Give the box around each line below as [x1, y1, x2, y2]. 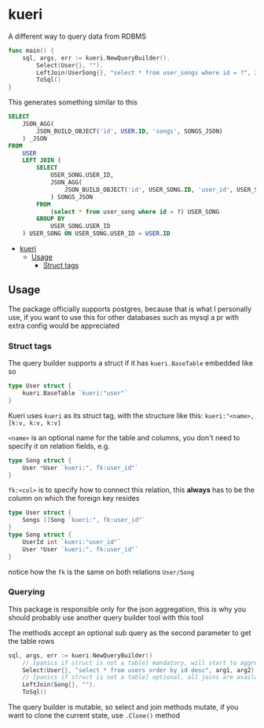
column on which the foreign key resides [8, 494, 140, 503]
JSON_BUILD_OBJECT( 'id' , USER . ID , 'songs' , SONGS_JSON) [36, 127, 223, 135]
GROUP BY [36, 215, 65, 223]
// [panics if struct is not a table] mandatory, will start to [22, 659, 237, 667]
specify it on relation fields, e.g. [8, 441, 110, 450]
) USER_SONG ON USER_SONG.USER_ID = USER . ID [22, 230, 170, 237]
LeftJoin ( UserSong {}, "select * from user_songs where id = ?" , [36, 68, 251, 76]
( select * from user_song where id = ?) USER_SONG [49, 208, 220, 215]
